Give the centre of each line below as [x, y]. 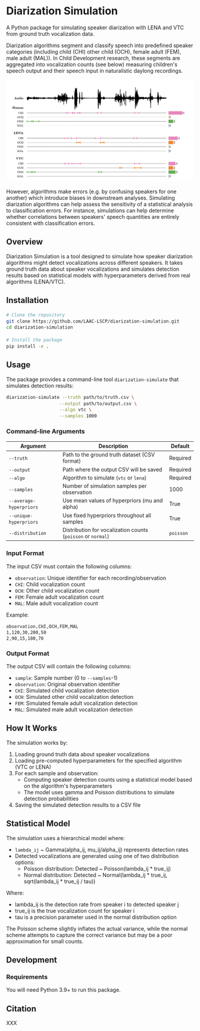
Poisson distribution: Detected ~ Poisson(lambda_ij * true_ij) [97, 868]
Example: [18, 615]
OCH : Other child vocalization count [57, 590]
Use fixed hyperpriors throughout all [107, 515]
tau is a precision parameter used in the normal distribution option [96, 917]
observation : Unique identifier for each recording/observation [90, 578]
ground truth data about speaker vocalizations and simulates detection [93, 269]
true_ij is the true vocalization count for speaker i [75, 911]
